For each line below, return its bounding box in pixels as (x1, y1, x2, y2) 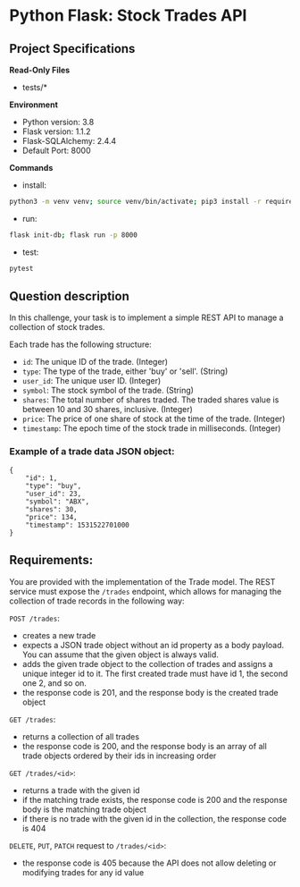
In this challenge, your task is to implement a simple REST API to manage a (9, 312, 284, 323)
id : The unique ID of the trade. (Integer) (21, 357, 168, 367)
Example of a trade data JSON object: (9, 445, 175, 458)
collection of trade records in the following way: (9, 596, 185, 606)
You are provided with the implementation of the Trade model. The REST (9, 576, 276, 587)
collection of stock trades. (9, 322, 105, 333)
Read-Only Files (9, 64, 71, 75)
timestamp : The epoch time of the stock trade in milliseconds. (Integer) (21, 423, 281, 434)
